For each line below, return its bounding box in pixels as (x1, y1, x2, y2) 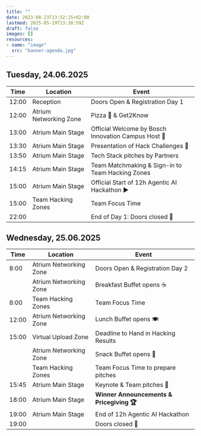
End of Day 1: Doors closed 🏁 (90, 213, 173, 221)
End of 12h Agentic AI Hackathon (95, 410, 190, 419)
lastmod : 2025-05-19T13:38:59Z (6, 20, 84, 26)
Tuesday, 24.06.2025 (6, 70, 89, 80)
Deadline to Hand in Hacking (95, 329, 175, 337)
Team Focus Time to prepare (95, 364, 176, 372)
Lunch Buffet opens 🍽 (95, 315, 159, 323)
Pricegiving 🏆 (95, 398, 137, 407)
